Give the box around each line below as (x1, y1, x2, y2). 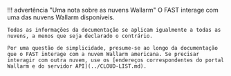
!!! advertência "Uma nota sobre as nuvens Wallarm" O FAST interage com (7, 6, 219, 14)
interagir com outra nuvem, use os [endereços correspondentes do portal (7, 57, 225, 64)
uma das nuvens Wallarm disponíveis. (7, 13, 115, 21)
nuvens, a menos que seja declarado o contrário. (7, 32, 154, 39)
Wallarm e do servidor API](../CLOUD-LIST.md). (7, 63, 147, 70)
